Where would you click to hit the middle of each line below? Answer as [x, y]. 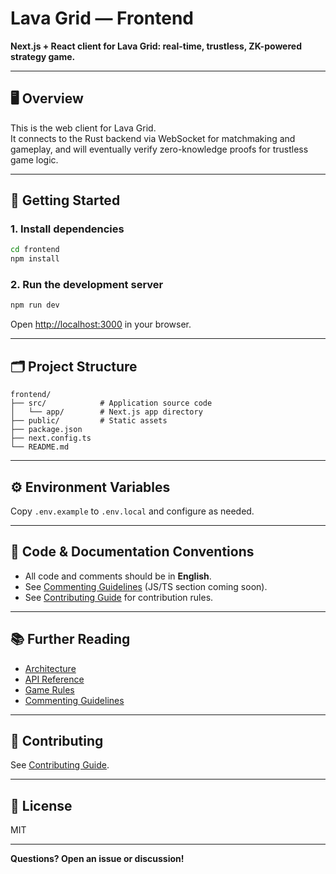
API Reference [54, 679]
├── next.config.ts [51, 438]
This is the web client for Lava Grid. [83, 128]
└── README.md [40, 447]
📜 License [41, 805]
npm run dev [35, 305]
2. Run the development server [87, 285]
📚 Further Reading [70, 639]
